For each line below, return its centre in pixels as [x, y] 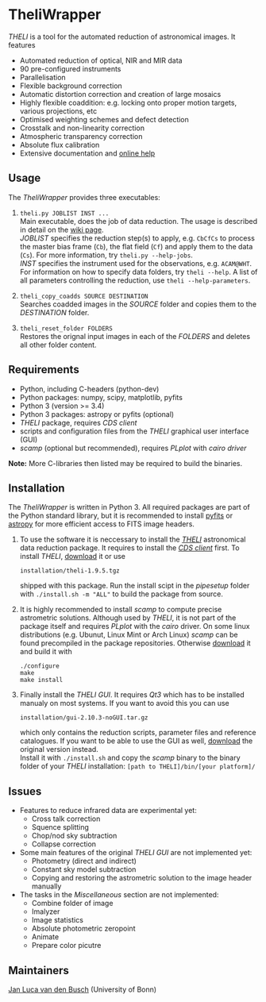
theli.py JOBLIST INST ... [64, 213]
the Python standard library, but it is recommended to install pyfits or [121, 516]
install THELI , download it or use [72, 557]
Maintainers [39, 970]
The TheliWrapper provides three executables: [84, 197]
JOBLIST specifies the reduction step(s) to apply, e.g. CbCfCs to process [137, 238]
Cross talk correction [66, 819]
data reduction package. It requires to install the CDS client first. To [129, 548]
